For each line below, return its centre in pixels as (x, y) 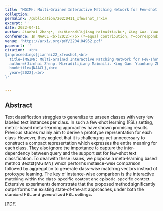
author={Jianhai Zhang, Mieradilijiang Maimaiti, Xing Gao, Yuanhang (81, 64)
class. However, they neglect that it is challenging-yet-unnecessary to (75, 138)
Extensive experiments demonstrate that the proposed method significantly (80, 184)
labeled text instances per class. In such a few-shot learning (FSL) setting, (79, 122)
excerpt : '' (17, 23)
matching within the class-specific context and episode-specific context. (78, 179)
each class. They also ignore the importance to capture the (64, 148)
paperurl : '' (18, 46)
